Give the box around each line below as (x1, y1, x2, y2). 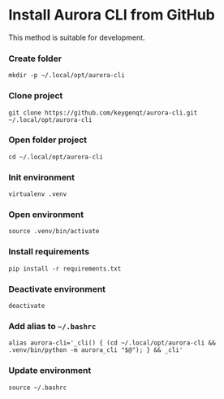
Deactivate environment (8, 283, 106, 294)
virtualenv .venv (8, 190, 67, 198)
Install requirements (8, 246, 90, 258)
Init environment (8, 171, 75, 183)
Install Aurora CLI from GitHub (8, 6, 215, 24)
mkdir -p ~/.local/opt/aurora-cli (8, 72, 126, 80)
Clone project (8, 90, 63, 102)
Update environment (8, 365, 92, 376)
